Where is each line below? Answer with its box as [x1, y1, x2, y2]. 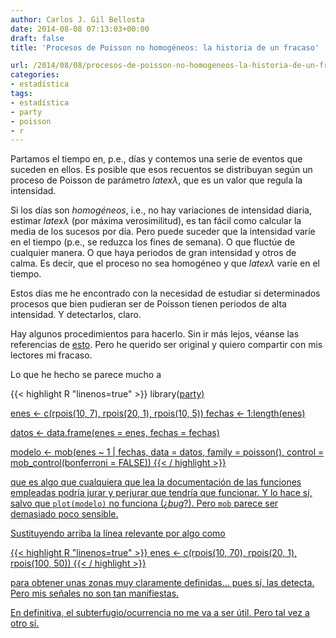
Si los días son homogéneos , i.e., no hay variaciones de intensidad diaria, [10, 204, 312, 216]
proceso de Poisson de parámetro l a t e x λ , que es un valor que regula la [10, 174, 303, 186]
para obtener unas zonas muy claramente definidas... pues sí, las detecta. [10, 577, 315, 589]
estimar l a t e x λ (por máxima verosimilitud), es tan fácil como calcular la [10, 215, 302, 227]
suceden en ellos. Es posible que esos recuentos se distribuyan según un [10, 164, 313, 176]
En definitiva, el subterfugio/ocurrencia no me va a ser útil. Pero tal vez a [10, 607, 310, 619]
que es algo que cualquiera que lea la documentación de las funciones [10, 476, 302, 488]
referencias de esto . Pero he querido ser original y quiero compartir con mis [10, 339, 323, 351]
